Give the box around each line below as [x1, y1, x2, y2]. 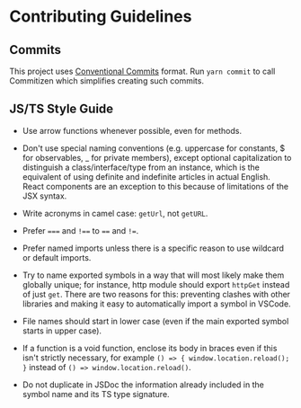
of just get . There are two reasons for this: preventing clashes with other [22, 288, 290, 299]
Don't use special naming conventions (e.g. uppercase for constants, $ [22, 142, 286, 154]
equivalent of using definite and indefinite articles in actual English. [22, 171, 271, 182]
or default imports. [22, 252, 92, 262]
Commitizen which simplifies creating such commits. [9, 75, 205, 86]
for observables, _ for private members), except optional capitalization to [22, 152, 292, 163]
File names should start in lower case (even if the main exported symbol [22, 315, 289, 326]
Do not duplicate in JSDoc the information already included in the [22, 379, 265, 390]
